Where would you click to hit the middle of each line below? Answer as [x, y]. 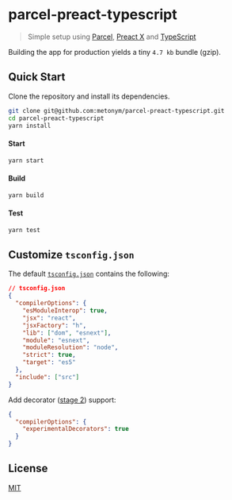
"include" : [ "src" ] [48, 377]
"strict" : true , [49, 355]
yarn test [25, 230]
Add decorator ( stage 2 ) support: [62, 400]
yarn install [30, 126]
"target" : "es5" [49, 362]
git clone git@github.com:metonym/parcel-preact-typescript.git [116, 110]
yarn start [26, 161]
